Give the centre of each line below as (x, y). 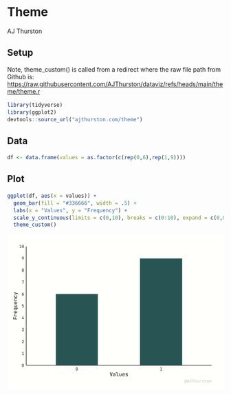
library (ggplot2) (32, 112)
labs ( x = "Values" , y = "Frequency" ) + (70, 210)
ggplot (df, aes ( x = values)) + (52, 196)
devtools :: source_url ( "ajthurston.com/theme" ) (75, 119)
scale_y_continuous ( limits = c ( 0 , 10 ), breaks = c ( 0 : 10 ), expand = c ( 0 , (118, 218)
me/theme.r (24, 91)
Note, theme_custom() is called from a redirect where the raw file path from (114, 69)
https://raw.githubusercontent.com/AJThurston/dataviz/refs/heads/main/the (115, 84)
